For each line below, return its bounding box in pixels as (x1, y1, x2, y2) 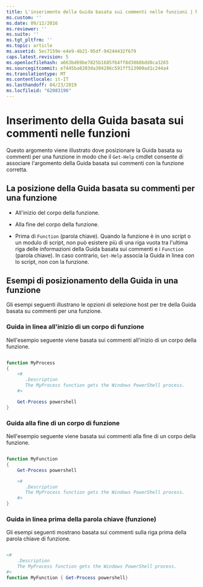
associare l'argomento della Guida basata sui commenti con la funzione (6, 159, 184, 166)
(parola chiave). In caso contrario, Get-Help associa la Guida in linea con (14, 252, 195, 259)
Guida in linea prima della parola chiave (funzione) (6, 515, 156, 523)
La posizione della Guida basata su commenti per (6, 183, 195, 194)
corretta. (6, 166, 28, 173)
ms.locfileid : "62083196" (6, 88, 71, 94)
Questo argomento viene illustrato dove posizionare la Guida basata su (6, 146, 182, 154)
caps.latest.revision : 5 (6, 54, 69, 60)
